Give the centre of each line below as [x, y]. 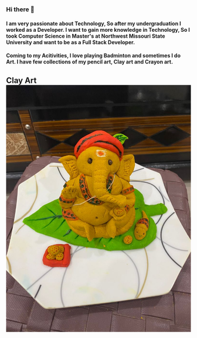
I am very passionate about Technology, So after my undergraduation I [94, 24]
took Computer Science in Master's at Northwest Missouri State [86, 36]
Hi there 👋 [21, 9]
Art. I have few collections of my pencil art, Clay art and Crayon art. [90, 62]
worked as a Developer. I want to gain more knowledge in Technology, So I [98, 29]
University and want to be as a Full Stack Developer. [71, 42]
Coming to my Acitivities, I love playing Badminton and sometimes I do [93, 56]
